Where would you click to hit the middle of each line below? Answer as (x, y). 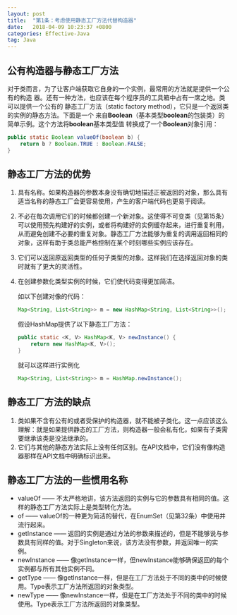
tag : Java (22, 40)
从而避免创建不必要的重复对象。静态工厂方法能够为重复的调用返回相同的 (122, 234)
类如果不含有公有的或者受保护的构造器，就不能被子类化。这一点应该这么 (122, 420)
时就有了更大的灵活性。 (51, 267)
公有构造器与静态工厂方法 (63, 70)
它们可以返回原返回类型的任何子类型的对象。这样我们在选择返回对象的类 (122, 257)
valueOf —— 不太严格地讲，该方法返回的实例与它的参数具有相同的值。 (120, 499)
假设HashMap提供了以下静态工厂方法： (75, 324)
